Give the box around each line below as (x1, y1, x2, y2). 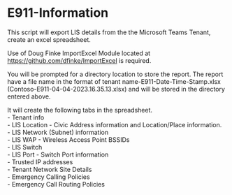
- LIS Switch (7, 143, 43, 151)
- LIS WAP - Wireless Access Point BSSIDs (7, 135, 130, 144)
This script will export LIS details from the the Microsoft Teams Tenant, (7, 28, 211, 36)
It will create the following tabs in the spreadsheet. (7, 106, 152, 114)
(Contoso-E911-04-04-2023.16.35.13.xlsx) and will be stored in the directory (7, 85, 226, 93)
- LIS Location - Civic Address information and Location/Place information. (7, 120, 222, 129)
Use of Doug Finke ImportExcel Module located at (7, 49, 151, 57)
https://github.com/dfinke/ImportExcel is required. (7, 56, 152, 64)
